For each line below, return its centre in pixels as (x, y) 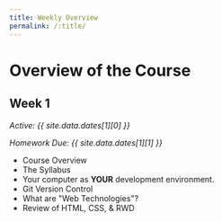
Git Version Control (58, 189)
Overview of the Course (100, 71)
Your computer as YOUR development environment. (118, 179)
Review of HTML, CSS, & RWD (78, 208)
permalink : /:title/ (48, 26)
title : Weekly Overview (54, 18)
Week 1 (30, 104)
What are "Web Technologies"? (80, 198)
